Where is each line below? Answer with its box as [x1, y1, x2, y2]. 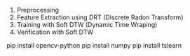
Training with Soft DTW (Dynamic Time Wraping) [16, 21, 158, 28]
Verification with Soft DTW [16, 28, 94, 36]
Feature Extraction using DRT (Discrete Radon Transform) [16, 13, 184, 21]
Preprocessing [16, 6, 60, 14]
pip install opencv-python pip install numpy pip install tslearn [6, 41, 182, 49]
